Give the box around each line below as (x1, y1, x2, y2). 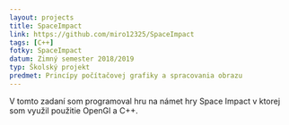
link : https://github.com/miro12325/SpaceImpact (9, 29, 195, 38)
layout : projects (9, 12, 74, 22)
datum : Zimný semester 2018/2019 (9, 54, 135, 63)
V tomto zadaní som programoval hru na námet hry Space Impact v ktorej (9, 96, 281, 106)
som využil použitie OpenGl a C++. (9, 104, 138, 116)
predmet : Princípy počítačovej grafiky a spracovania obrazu (9, 71, 243, 80)
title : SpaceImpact (9, 21, 83, 30)
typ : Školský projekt (9, 63, 91, 72)
